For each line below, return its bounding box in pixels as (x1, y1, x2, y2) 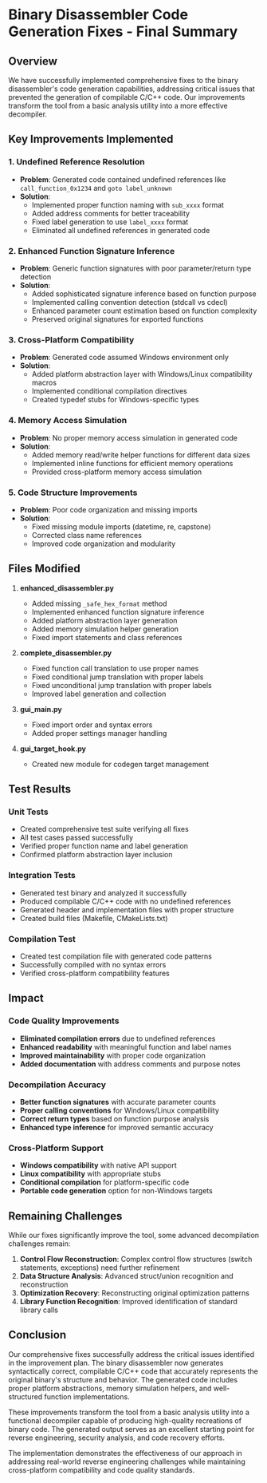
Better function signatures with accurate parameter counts (19, 1097, 217, 1106)
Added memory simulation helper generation (31, 624, 179, 634)
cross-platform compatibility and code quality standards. (8, 1465, 195, 1474)
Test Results (8, 782, 72, 796)
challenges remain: (8, 1239, 71, 1248)
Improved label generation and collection (31, 689, 167, 698)
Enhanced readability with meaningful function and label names (19, 1042, 232, 1051)
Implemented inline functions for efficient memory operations (31, 458, 234, 468)
